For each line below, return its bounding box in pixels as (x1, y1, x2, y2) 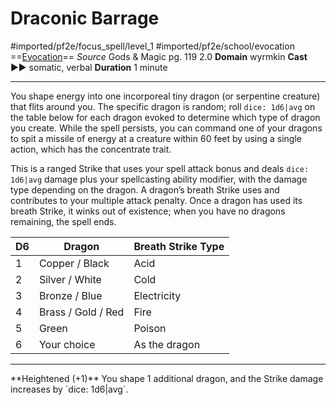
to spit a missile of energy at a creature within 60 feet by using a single (10, 132, 302, 144)
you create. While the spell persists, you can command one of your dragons (10, 122, 323, 134)
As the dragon (133, 337, 201, 351)
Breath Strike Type (133, 239, 225, 253)
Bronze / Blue (38, 288, 103, 302)
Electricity (133, 288, 182, 302)
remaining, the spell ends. (10, 215, 117, 227)
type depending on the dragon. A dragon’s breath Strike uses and (10, 183, 280, 196)
